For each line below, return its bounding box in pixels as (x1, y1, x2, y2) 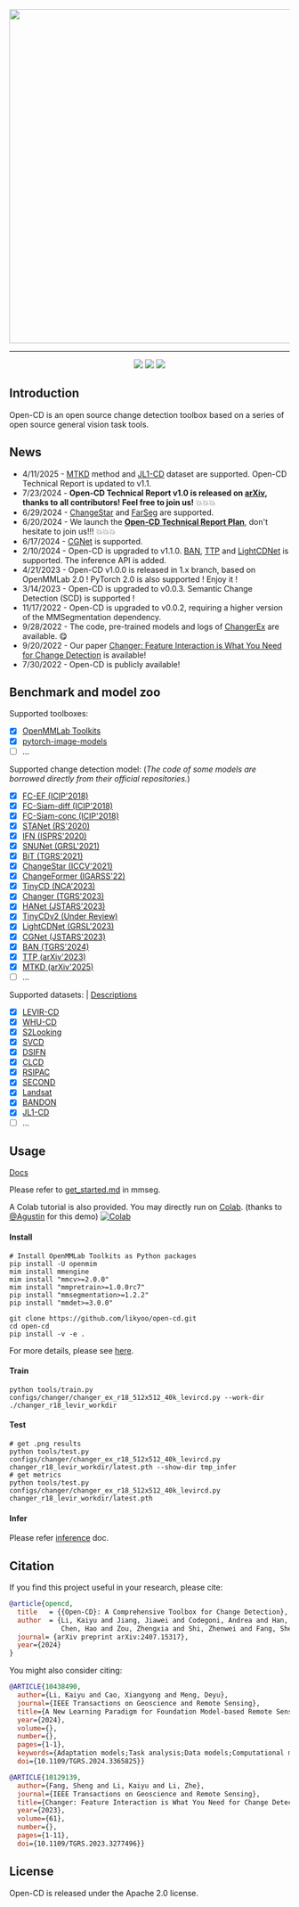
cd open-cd (9, 1322, 50, 1330)
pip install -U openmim (9, 1259, 98, 1268)
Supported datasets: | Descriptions (9, 989, 138, 1000)
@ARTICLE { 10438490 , (9, 1682, 82, 1691)
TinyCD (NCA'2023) (21, 881, 96, 892)
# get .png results (9, 1439, 82, 1448)
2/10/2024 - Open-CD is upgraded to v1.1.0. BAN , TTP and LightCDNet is (21, 545, 289, 556)
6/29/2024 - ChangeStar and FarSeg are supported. (21, 507, 214, 518)
